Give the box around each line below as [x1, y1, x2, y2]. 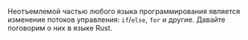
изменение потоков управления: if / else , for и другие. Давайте [7, 15, 226, 24]
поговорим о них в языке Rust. [7, 24, 113, 32]
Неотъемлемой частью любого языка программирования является [7, 7, 241, 16]
